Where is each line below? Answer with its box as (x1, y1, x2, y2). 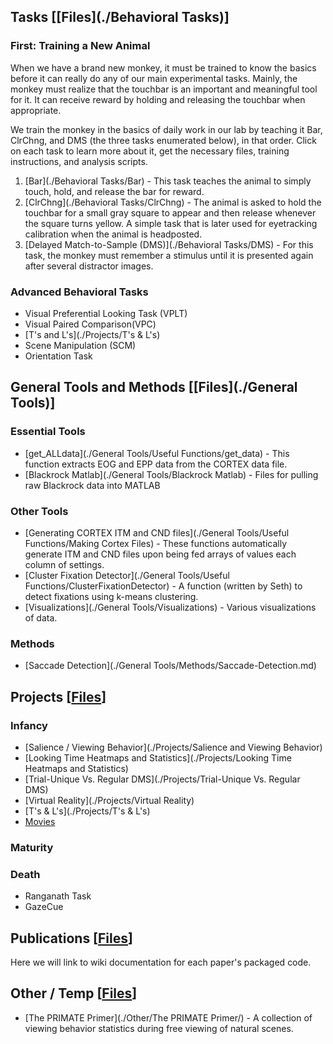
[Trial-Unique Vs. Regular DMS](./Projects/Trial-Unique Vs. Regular (24, 773, 301, 785)
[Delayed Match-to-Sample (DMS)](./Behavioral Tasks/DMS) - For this (24, 238, 314, 250)
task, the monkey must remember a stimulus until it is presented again (24, 249, 314, 261)
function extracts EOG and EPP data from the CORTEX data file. (24, 458, 288, 470)
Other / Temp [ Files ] (10, 985, 138, 1002)
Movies (24, 815, 56, 827)
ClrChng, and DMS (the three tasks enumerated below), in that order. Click (10, 134, 317, 146)
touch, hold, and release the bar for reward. (24, 185, 205, 197)
